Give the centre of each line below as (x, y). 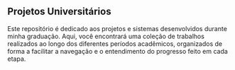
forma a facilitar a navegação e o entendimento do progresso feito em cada (118, 51)
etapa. (17, 59)
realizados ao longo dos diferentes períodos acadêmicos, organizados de (115, 43)
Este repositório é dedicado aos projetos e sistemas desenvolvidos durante (117, 28)
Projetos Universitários (59, 12)
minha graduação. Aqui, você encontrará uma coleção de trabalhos (106, 36)
